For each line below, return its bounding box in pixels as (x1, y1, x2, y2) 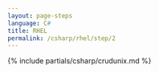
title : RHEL (7, 26, 47, 34)
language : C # (7, 19, 51, 27)
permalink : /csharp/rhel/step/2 (7, 34, 116, 43)
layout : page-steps (7, 11, 73, 20)
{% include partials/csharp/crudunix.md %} (7, 56, 152, 66)
